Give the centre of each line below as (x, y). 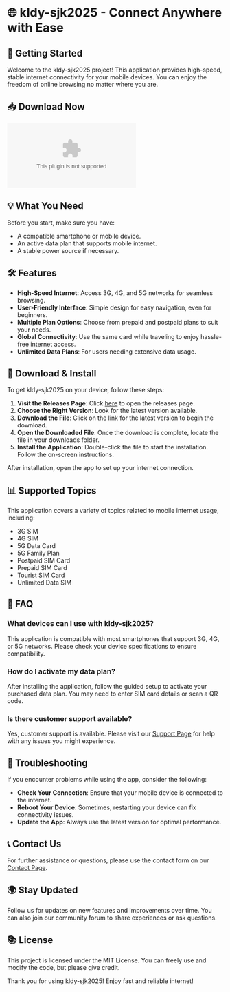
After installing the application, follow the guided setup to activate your (107, 687)
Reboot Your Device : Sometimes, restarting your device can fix (107, 807)
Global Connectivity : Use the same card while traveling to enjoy (108, 337)
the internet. (34, 800)
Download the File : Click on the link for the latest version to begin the (115, 418)
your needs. (34, 330)
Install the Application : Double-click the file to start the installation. (112, 447)
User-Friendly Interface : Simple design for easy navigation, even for (114, 307)
